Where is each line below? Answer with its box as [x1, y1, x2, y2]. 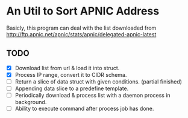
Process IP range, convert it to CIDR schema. [14, 71, 127, 78]
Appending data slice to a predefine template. [14, 85, 129, 92]
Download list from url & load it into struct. [14, 64, 120, 71]
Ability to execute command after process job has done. [14, 105, 154, 113]
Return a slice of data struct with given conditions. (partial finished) [14, 77, 183, 85]
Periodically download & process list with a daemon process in [14, 92, 171, 99]
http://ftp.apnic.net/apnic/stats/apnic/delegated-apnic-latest [6, 30, 157, 38]
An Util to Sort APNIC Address [6, 4, 160, 18]
